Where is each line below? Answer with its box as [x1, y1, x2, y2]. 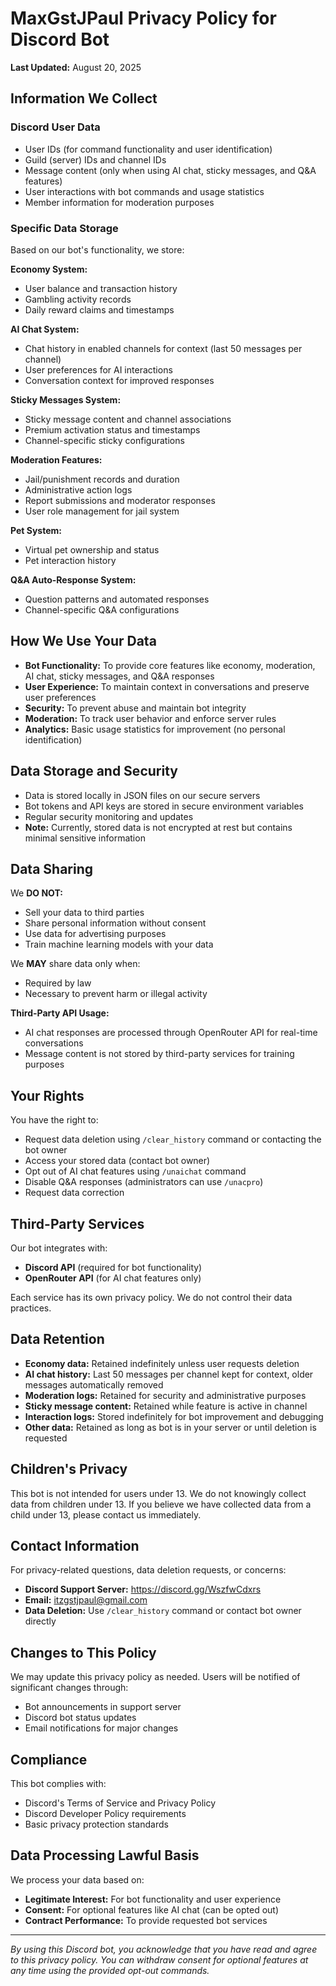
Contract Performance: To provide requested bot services [24, 1914, 268, 1926]
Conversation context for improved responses [24, 374, 215, 386]
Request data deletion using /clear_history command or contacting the [24, 1133, 322, 1146]
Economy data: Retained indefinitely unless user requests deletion [24, 1357, 300, 1369]
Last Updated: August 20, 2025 [10, 61, 142, 73]
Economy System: [10, 263, 88, 275]
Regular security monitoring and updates [24, 810, 194, 822]
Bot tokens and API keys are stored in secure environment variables [24, 800, 304, 812]
